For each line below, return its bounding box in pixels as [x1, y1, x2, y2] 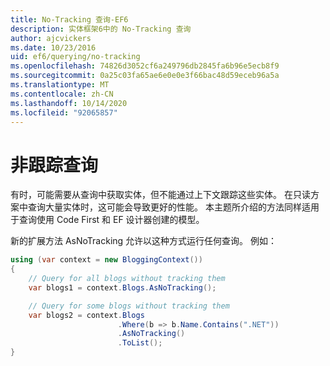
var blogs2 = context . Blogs [28, 310, 145, 320]
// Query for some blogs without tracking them [28, 301, 230, 311]
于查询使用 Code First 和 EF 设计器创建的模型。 [10, 214, 205, 226]
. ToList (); [117, 338, 163, 348]
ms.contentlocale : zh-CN [10, 89, 114, 99]
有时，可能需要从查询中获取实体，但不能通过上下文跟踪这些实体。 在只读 [10, 189, 311, 201]
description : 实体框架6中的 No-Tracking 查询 [10, 24, 192, 34]
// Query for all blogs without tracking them [28, 274, 226, 284]
